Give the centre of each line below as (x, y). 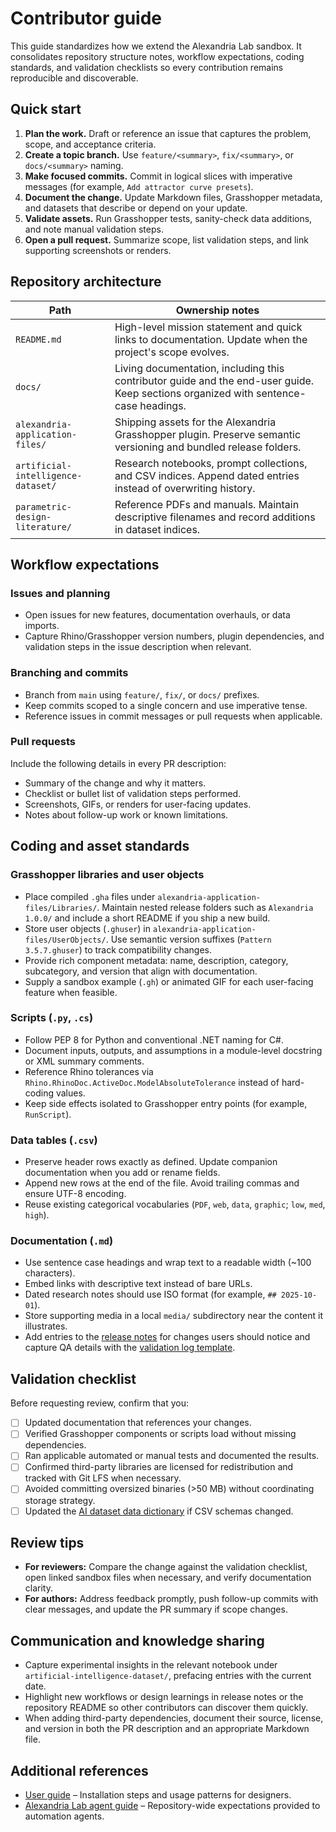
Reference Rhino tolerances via (89, 1071)
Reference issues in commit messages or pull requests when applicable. (173, 716)
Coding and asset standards (100, 846)
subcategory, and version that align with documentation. (141, 971)
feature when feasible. (71, 992)
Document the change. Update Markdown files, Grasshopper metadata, (173, 197)
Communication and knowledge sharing (137, 1640)
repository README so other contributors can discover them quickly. (166, 1708)
